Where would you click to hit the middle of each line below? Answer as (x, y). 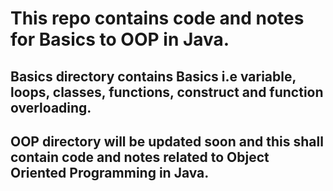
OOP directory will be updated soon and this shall (167, 141)
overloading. (51, 107)
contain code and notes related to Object (140, 157)
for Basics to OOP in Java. (120, 39)
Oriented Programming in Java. (110, 172)
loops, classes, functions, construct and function (167, 92)
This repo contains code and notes (157, 18)
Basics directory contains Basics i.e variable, (153, 76)
